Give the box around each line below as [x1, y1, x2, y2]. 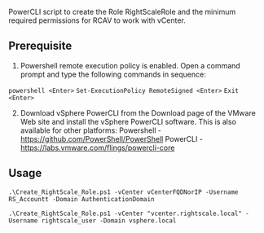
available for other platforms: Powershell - [20, 125, 161, 135]
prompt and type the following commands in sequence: [20, 69, 206, 79]
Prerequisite [8, 39, 73, 53]
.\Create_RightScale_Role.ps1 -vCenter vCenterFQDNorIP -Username [8, 187, 239, 196]
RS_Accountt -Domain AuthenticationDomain [8, 195, 155, 203]
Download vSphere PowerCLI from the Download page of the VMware [20, 108, 257, 117]
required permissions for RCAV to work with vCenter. [8, 15, 186, 25]
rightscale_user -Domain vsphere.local [41, 216, 177, 225]
